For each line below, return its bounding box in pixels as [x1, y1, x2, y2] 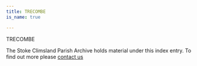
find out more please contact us [6, 53, 84, 60]
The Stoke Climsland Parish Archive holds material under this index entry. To [6, 47, 192, 54]
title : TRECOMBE [6, 8, 46, 15]
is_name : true [6, 14, 41, 20]
